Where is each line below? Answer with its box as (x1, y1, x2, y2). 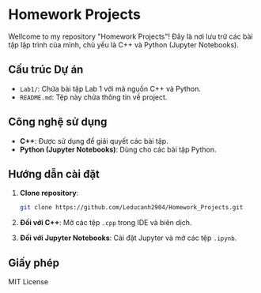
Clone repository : (19, 188, 79, 198)
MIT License (8, 277, 49, 287)
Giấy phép (8, 256, 59, 269)
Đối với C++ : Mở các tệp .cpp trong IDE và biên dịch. (19, 218, 192, 227)
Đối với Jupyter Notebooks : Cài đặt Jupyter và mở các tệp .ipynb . (19, 233, 237, 242)
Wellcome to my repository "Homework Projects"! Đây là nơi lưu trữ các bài (8, 32, 253, 41)
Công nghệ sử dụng (8, 115, 108, 129)
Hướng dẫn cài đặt (8, 167, 100, 181)
